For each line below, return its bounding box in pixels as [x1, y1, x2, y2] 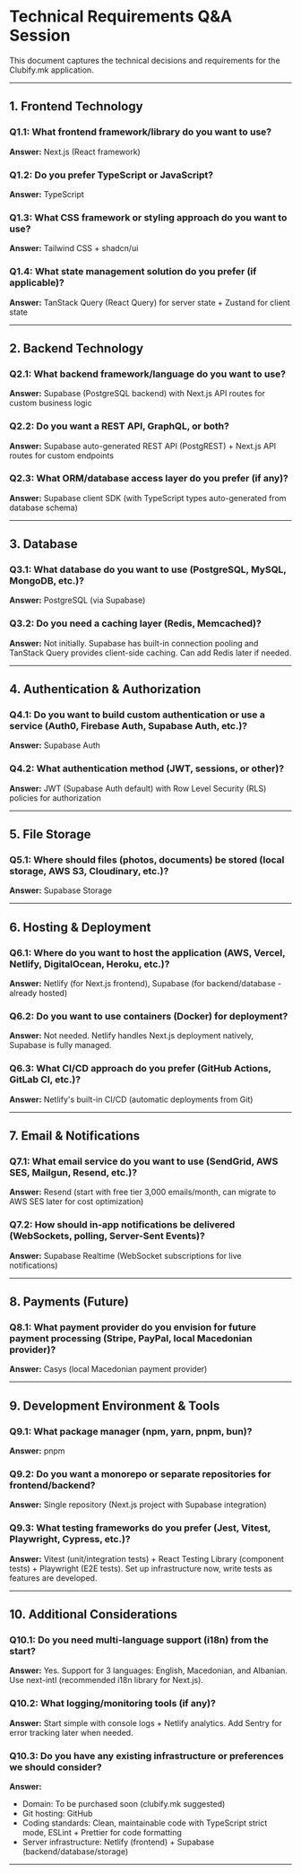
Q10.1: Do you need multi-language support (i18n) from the [9, 1634, 269, 1646]
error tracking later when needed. [9, 1727, 133, 1738]
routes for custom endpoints [9, 450, 115, 461]
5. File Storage [9, 827, 91, 842]
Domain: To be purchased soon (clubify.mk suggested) [21, 1798, 226, 1809]
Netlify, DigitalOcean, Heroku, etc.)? [9, 958, 170, 970]
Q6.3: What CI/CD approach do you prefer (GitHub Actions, [9, 1063, 271, 1075]
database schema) [9, 502, 79, 513]
